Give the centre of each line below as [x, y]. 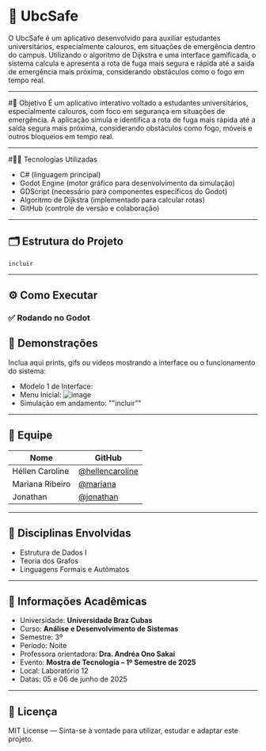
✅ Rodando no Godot [49, 318]
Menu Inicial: [40, 394]
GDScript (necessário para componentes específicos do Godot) [123, 191]
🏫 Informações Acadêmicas [78, 601]
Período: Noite [43, 646]
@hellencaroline [108, 471]
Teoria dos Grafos [49, 560]
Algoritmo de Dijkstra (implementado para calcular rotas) [112, 199]
